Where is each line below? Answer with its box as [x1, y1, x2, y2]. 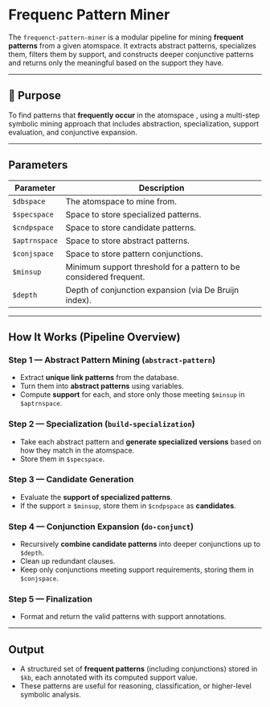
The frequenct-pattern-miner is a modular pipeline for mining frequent [8, 32, 243, 42]
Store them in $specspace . [19, 453, 105, 464]
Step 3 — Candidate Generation [8, 473, 134, 485]
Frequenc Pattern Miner [8, 6, 170, 24]
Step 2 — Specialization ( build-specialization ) [8, 419, 195, 430]
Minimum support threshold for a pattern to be [65, 261, 240, 272]
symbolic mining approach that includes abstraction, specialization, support [8, 118, 260, 128]
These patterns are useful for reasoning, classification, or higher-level [19, 681, 252, 691]
